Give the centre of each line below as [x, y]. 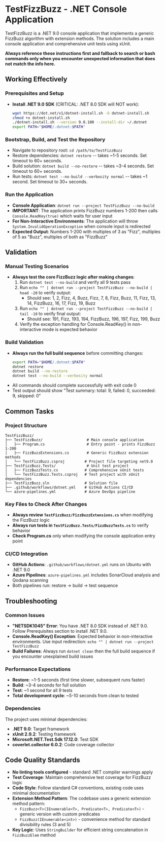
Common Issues [25, 615]
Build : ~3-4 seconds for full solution [49, 685]
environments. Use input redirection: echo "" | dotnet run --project [83, 642]
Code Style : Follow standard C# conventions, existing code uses [78, 788]
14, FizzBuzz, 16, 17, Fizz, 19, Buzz [61, 303]
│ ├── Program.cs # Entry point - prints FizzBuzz [80, 444]
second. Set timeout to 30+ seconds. [50, 182]
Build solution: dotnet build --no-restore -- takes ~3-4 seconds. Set [83, 166]
